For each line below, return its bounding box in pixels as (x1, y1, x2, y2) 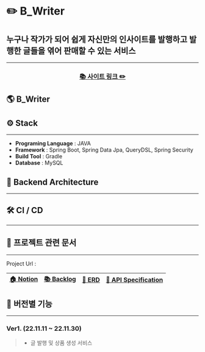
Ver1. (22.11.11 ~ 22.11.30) (6, 325, 82, 333)
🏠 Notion (9, 275, 38, 283)
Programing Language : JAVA (15, 140, 92, 147)
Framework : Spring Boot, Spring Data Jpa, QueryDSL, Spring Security (15, 146, 193, 153)
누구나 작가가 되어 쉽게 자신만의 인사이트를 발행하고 (6, 34, 188, 44)
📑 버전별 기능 (6, 298, 53, 309)
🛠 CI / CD (6, 205, 43, 216)
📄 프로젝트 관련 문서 (6, 238, 77, 248)
